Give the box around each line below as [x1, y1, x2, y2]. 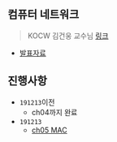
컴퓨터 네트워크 [7, 7, 80, 22]
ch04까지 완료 [31, 107, 78, 117]
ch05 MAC [31, 125, 67, 135]
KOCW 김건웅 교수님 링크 [27, 31, 109, 41]
